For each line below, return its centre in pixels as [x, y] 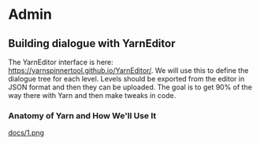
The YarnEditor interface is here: [61, 62]
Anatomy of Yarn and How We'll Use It [82, 115]
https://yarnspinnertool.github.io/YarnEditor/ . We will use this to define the [128, 71]
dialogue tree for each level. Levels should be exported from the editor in [126, 79]
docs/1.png [26, 133]
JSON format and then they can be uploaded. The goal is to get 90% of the [130, 87]
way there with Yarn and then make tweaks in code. [92, 95]
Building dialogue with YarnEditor [92, 43]
